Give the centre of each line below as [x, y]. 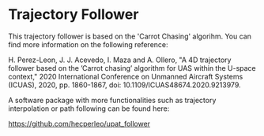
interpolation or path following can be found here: [89, 108]
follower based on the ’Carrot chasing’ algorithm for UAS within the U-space [132, 68]
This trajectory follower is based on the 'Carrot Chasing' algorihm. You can [130, 36]
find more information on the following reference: [88, 44]
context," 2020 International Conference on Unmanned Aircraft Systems [126, 76]
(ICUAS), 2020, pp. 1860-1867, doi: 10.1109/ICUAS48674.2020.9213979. [124, 85]
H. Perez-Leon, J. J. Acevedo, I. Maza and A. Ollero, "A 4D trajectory [120, 60]
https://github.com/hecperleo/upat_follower [79, 123]
